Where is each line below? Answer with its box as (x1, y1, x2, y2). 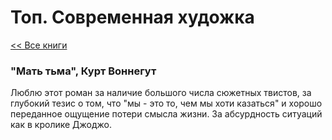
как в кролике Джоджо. (10, 119, 113, 131)
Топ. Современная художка (10, 6, 255, 29)
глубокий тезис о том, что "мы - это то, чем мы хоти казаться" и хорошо (10, 97, 323, 110)
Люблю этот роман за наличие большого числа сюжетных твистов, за (10, 87, 312, 99)
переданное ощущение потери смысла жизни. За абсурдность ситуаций (10, 108, 323, 120)
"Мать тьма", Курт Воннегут (10, 64, 157, 78)
